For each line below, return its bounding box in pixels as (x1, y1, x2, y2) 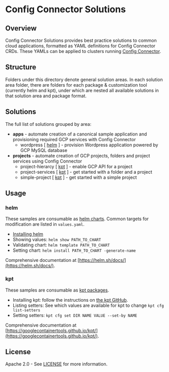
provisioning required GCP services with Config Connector (12, 136, 136, 142)
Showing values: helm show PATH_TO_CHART (12, 236, 101, 243)
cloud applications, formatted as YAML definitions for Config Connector (5, 43, 156, 49)
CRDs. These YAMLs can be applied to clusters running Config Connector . (5, 48, 161, 54)
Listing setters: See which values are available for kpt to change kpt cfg (12, 302, 164, 308)
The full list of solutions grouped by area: (5, 121, 92, 127)
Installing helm (12, 231, 43, 237)
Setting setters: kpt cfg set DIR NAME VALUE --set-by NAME (12, 312, 137, 318)
